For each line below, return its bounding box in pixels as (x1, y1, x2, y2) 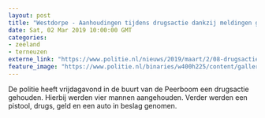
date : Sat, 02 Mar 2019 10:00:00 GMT (8, 26, 132, 34)
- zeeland (8, 41, 41, 49)
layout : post (8, 11, 51, 20)
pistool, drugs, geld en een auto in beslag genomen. (8, 101, 177, 110)
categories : (8, 33, 47, 42)
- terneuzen (8, 48, 47, 56)
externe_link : (8, 56, 55, 64)
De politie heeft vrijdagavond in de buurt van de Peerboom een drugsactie (8, 84, 250, 94)
